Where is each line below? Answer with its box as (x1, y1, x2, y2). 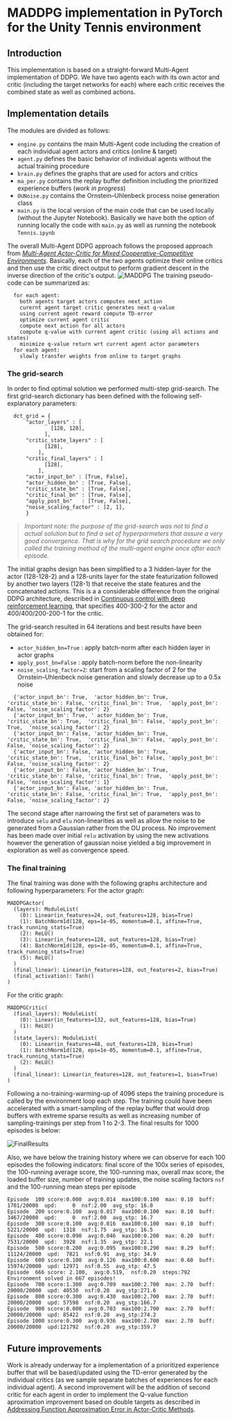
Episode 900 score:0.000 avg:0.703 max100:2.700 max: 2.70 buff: (7, 1305, 215, 1312)
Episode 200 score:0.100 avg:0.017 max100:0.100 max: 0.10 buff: (7, 1208, 215, 1215)
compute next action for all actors (19, 322, 126, 329)
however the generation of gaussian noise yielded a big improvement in (7, 838, 211, 847)
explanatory (7, 399, 42, 407)
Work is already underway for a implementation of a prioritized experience (7, 1361, 220, 1369)
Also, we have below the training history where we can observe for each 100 (7, 1153, 226, 1162)
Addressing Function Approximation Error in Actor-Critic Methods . (7, 1405, 196, 1414)
